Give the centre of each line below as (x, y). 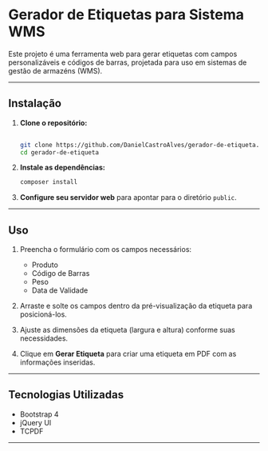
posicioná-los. (43, 314)
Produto (45, 265)
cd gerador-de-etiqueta (59, 152)
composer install (49, 182)
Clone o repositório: (53, 122)
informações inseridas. (57, 362)
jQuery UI (35, 422)
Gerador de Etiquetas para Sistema (126, 15)
